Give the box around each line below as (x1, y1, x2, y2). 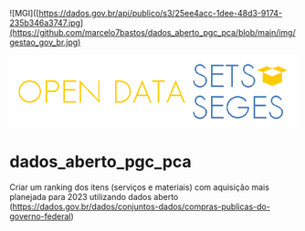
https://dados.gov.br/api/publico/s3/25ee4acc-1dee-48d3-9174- (38, 8, 283, 18)
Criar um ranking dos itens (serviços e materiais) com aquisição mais (9, 182, 269, 193)
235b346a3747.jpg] (9, 17, 84, 28)
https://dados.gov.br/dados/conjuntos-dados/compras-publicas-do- (12, 201, 271, 212)
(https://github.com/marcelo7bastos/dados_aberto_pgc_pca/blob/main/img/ (9, 27, 296, 37)
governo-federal (9, 210, 71, 222)
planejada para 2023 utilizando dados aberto (9, 191, 179, 202)
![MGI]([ (9, 8, 39, 18)
